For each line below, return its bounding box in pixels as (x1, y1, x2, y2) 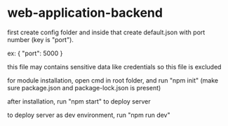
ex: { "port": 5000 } (7, 49, 63, 57)
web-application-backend (7, 5, 163, 21)
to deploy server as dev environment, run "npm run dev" (7, 111, 170, 119)
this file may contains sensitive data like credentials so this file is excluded (7, 62, 222, 71)
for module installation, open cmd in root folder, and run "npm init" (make (7, 76, 219, 85)
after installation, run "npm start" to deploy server (7, 97, 151, 106)
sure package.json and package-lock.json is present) (7, 83, 161, 92)
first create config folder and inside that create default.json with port (7, 28, 206, 36)
